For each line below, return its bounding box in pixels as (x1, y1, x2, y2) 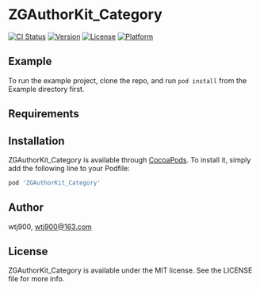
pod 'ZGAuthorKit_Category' (8, 178, 101, 187)
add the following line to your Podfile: (8, 163, 131, 173)
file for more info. (8, 274, 65, 284)
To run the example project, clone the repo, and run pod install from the (8, 75, 247, 85)
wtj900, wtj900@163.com (8, 222, 93, 231)
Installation (8, 134, 65, 147)
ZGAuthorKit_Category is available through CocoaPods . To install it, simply (8, 155, 251, 164)
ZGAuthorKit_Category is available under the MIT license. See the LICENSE (8, 265, 253, 275)
